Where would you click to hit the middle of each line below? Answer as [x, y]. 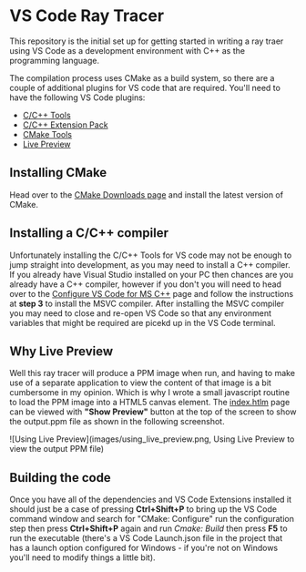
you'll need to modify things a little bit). [83, 557]
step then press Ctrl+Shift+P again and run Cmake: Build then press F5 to [149, 528]
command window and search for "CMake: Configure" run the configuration [152, 519]
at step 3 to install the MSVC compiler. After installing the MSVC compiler [147, 303]
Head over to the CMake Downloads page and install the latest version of [147, 194]
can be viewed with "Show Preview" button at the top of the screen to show [153, 412]
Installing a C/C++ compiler [89, 233]
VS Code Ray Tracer [87, 16]
